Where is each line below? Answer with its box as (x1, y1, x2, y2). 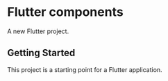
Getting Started (7, 47, 76, 59)
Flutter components (7, 4, 124, 20)
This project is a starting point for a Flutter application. (7, 65, 162, 73)
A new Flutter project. (7, 27, 69, 35)
